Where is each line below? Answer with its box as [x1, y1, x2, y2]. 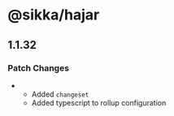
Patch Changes [7, 62, 70, 74]
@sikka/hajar [7, 6, 100, 24]
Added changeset [31, 89, 89, 99]
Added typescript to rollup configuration [31, 97, 167, 107]
